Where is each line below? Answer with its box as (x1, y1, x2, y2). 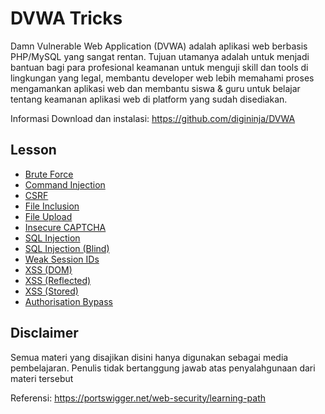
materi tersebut (10, 372, 74, 384)
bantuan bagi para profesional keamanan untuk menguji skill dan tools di (10, 61, 309, 73)
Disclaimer (10, 325, 79, 342)
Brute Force (24, 168, 74, 180)
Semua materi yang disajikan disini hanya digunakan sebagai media (10, 351, 289, 363)
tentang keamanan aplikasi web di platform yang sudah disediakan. (10, 93, 288, 105)
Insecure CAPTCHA (24, 221, 107, 233)
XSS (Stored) (24, 285, 79, 297)
